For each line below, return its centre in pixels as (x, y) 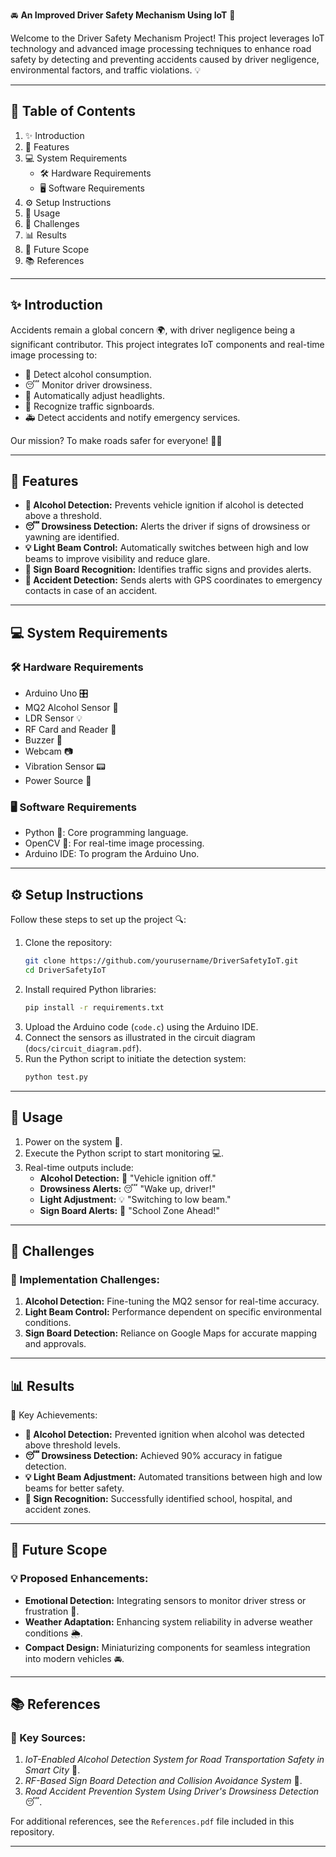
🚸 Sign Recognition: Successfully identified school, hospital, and (158, 1499)
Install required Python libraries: (90, 989)
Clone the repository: (68, 943)
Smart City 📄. (52, 1770)
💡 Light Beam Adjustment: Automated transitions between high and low (173, 1477)
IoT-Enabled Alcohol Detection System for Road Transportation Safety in (174, 1760)
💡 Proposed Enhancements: (79, 1579)
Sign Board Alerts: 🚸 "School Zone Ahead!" (129, 1210)
